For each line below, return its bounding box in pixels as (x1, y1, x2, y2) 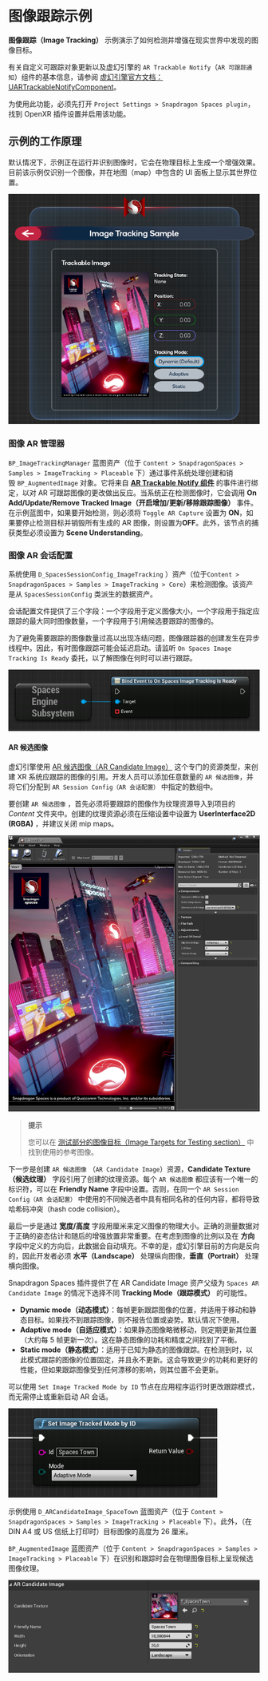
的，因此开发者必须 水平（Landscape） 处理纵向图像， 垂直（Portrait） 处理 (8, 1251, 259, 1260)
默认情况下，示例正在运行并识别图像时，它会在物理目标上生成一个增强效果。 (8, 157, 260, 167)
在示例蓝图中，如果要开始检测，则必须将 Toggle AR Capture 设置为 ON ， (8, 508, 246, 517)
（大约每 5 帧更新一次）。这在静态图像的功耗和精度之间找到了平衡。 (19, 1334, 242, 1344)
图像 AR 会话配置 (8, 549, 73, 561)
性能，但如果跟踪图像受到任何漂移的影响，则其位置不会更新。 (19, 1365, 223, 1374)
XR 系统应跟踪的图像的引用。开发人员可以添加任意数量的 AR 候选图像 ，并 (17, 772, 254, 782)
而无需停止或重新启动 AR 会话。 (8, 1391, 113, 1401)
